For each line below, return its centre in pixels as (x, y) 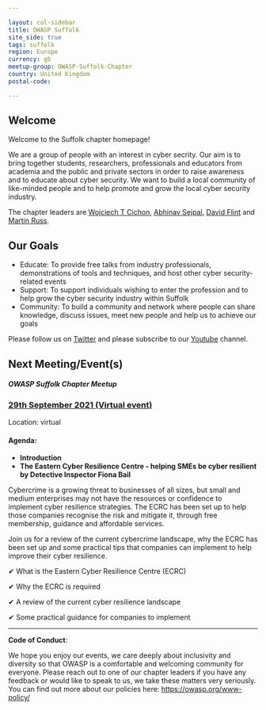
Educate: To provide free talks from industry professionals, (116, 265)
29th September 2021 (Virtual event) (80, 405)
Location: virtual (34, 422)
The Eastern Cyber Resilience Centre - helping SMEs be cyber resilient (138, 466)
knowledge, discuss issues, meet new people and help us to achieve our (138, 315)
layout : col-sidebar (42, 22)
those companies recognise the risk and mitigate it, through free (113, 515)
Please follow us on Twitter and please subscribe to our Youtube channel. (128, 339)
